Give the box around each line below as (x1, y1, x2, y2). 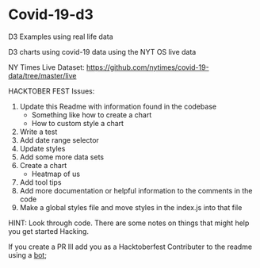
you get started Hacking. (8, 226, 90, 235)
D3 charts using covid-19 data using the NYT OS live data (8, 47, 197, 56)
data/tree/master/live (8, 71, 77, 80)
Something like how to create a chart (31, 109, 152, 120)
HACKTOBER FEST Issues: (8, 86, 95, 96)
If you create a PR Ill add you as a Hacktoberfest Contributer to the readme (8, 242, 252, 251)
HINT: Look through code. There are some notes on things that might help (8, 218, 250, 228)
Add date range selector (19, 135, 99, 144)
